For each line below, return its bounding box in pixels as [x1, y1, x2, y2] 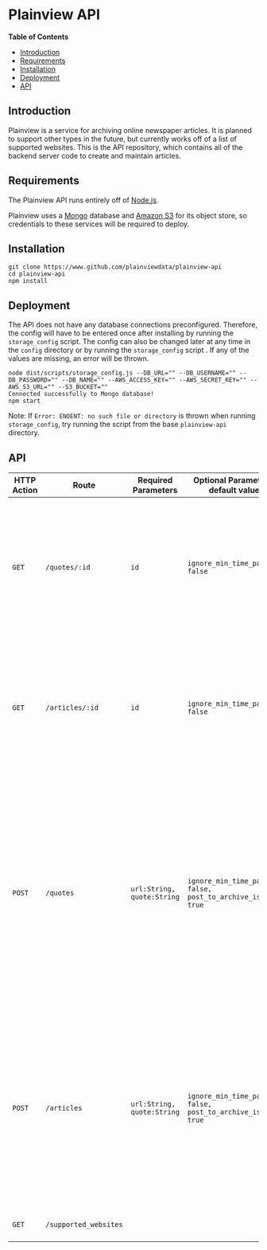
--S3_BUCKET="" [58, 383, 109, 391]
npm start [8, 397, 41, 406]
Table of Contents [8, 32, 69, 41]
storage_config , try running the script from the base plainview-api [8, 420, 227, 429]
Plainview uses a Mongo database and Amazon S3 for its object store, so [8, 210, 248, 220]
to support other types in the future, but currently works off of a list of [8, 134, 237, 143]
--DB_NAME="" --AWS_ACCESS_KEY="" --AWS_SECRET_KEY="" [61, 376, 247, 384]
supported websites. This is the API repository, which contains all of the [8, 142, 243, 152]
